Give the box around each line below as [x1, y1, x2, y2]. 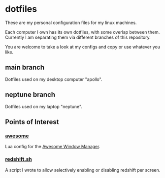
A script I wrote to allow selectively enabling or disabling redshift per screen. [5, 167, 161, 173]
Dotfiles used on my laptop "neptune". [5, 103, 83, 109]
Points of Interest [5, 118, 59, 126]
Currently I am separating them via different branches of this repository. [5, 34, 151, 40]
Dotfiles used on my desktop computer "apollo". [5, 76, 102, 82]
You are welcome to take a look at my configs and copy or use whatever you [5, 44, 160, 50]
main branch [5, 63, 45, 72]
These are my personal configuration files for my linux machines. [5, 20, 137, 25]
